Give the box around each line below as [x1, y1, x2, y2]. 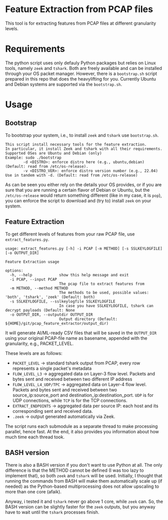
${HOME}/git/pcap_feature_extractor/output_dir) [5, 321, 109, 326]
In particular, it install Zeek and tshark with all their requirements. [5, 146, 163, 152]
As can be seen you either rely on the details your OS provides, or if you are [5, 181, 162, 187]
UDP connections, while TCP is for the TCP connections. [12, 397, 128, 403]
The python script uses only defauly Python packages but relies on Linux [5, 59, 156, 66]
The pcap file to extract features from [59, 281, 144, 286]
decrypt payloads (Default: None [5, 308, 75, 313]
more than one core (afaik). [5, 488, 62, 494]
